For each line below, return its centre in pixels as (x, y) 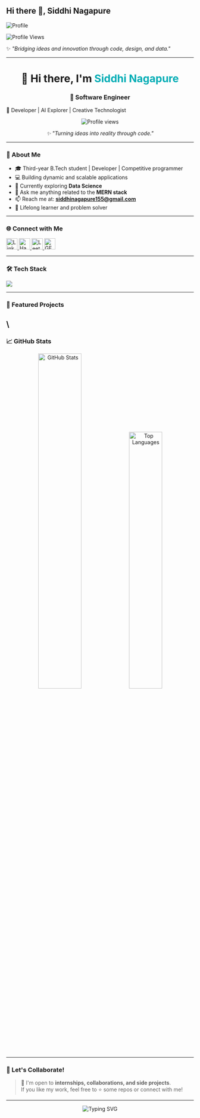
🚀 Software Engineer (100, 97)
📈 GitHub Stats (29, 341)
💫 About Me (24, 155)
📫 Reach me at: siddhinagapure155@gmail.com (75, 199)
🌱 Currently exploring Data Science (58, 186)
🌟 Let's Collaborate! (35, 1070)
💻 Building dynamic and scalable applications (71, 177)
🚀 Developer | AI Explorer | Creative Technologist (66, 110)
